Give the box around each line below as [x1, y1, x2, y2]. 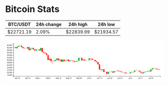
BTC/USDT [8, 21, 31, 27]
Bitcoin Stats [5, 3, 60, 15]
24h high [68, 21, 88, 27]
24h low [97, 21, 115, 27]
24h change [36, 21, 62, 27]
